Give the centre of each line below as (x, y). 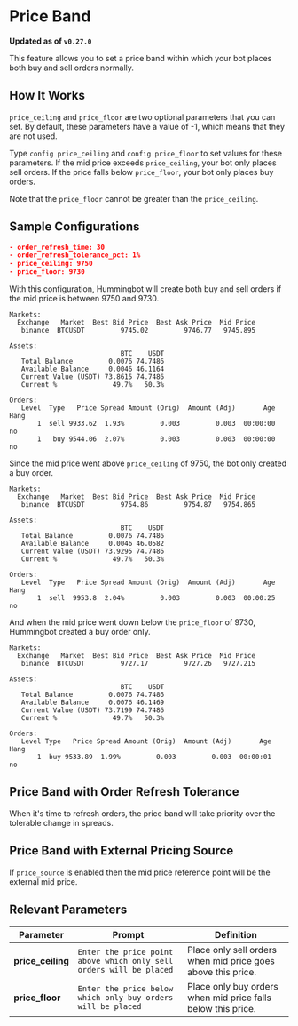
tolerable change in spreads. (61, 822)
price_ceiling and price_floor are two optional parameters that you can (142, 116)
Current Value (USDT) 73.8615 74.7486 (93, 377)
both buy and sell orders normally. (72, 68)
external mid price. (43, 881)
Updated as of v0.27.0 (51, 41)
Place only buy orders (233, 986)
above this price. (222, 972)
